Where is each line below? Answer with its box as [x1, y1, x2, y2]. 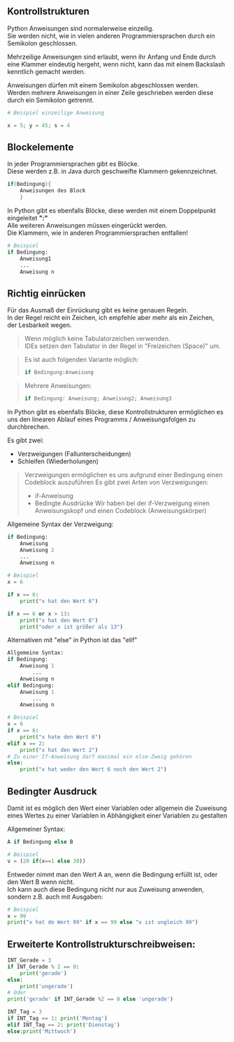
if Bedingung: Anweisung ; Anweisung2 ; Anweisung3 [24, 395, 173, 403]
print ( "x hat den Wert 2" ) [20, 746, 98, 753]
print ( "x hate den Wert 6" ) [20, 733, 101, 740]
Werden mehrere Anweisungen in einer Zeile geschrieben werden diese [7, 88, 214, 96]
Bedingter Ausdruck [7, 786, 98, 797]
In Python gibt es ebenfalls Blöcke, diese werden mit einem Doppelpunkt [7, 206, 217, 215]
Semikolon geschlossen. [7, 38, 78, 48]
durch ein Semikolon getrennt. [7, 96, 94, 104]
